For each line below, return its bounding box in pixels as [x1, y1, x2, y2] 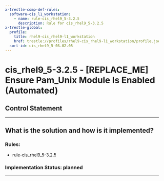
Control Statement [5, 104, 62, 112]
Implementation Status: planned [5, 164, 83, 171]
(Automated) [5, 85, 59, 96]
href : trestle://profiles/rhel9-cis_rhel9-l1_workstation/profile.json [14, 39, 163, 44]
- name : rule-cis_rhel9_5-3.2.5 [14, 16, 80, 21]
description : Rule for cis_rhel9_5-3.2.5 [18, 20, 104, 26]
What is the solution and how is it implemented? [5, 127, 154, 135]
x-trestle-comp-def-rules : [5, 7, 60, 12]
